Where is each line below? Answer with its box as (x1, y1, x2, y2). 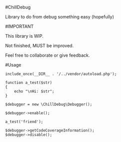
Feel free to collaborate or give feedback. (5, 52, 90, 58)
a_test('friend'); (5, 119, 43, 124)
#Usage (5, 62, 21, 68)
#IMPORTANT (5, 23, 34, 29)
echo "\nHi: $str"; (14, 89, 55, 94)
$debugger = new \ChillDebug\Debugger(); (5, 102, 93, 107)
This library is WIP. (5, 33, 44, 39)
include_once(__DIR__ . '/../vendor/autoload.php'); (5, 71, 117, 76)
